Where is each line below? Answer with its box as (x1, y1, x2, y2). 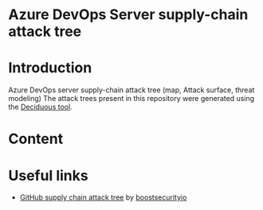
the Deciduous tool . (8, 102, 73, 112)
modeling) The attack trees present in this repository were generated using (8, 94, 255, 103)
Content (8, 130, 64, 148)
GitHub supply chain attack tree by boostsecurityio (19, 192, 187, 202)
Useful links (8, 166, 89, 185)
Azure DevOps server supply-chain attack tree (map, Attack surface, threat (8, 85, 255, 95)
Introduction (8, 59, 92, 77)
